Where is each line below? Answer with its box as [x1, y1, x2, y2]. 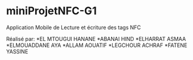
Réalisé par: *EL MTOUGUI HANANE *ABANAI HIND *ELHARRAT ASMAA [6, 35, 186, 42]
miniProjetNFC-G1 [6, 4, 97, 18]
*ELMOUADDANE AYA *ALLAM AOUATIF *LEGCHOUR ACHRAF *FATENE [6, 42, 188, 49]
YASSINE [6, 48, 29, 55]
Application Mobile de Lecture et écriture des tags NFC [6, 24, 141, 31]
